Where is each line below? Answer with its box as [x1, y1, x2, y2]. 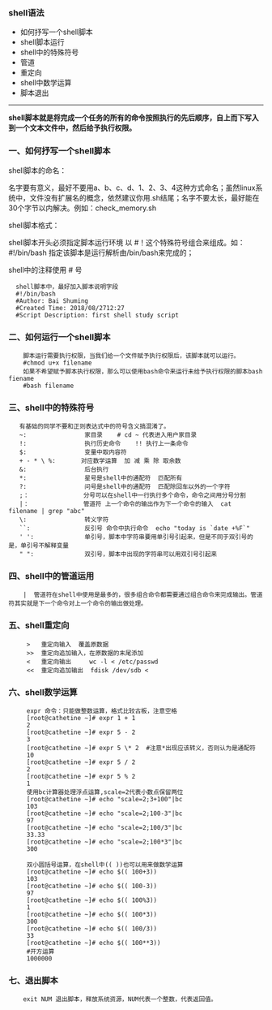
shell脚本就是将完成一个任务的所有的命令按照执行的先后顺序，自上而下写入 [8, 113, 259, 123]
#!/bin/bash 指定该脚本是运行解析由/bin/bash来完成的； [8, 248, 194, 257]
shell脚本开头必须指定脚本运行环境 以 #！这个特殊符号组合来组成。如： [8, 237, 245, 247]
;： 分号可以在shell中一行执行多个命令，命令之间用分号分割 [19, 491, 247, 500]
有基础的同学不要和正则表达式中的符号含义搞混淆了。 [19, 422, 170, 431]
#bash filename [23, 382, 74, 390]
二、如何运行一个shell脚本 [8, 331, 111, 343]
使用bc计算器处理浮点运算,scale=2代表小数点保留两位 [26, 788, 184, 796]
